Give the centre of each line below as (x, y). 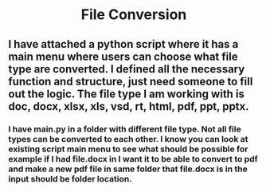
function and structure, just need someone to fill (131, 81)
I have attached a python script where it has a (123, 44)
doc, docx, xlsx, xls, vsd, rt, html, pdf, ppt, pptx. (129, 106)
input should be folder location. (70, 178)
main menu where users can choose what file (123, 56)
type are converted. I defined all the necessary (127, 69)
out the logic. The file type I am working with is (127, 94)
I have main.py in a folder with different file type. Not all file (125, 129)
